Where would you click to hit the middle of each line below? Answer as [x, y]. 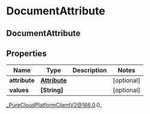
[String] [52, 90]
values [19, 90]
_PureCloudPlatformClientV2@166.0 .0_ [54, 105]
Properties [27, 53]
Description [90, 70]
